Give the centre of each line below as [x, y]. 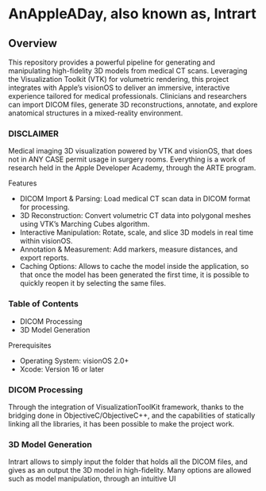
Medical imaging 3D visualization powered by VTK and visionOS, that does [130, 151]
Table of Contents [44, 304]
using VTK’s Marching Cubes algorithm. [85, 224]
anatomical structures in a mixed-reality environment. [96, 113]
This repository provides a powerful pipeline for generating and [112, 62]
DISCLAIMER [34, 134]
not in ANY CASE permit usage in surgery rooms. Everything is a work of [127, 159]
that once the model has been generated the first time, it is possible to [135, 275]
